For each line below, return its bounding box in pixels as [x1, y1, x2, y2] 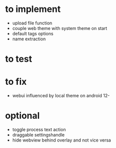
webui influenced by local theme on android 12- [12, 93, 110, 99]
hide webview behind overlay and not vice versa [12, 137, 112, 143]
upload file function [12, 20, 53, 26]
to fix [5, 76, 27, 88]
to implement [5, 3, 61, 15]
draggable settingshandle [12, 132, 65, 138]
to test [5, 53, 32, 65]
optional [5, 110, 40, 122]
